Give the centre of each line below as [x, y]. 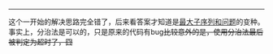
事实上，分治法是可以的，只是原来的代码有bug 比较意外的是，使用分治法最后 [136, 32]
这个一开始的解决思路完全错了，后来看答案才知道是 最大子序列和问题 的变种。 [136, 22]
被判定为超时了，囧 [41, 42]
